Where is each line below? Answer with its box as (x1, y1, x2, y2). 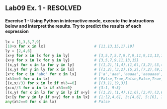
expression (5, 28, 29, 34)
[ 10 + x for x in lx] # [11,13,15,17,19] (5, 44, 135, 49)
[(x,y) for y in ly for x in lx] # (5, 67, 97, 72)
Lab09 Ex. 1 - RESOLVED (5, 4, 82, 12)
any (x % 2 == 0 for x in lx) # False (5, 99, 110, 104)
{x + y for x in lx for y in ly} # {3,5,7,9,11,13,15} (5, 58, 139, 63)
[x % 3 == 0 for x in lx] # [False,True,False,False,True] (5, 76, 164, 81)
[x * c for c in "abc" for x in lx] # (5, 71, 97, 76)
